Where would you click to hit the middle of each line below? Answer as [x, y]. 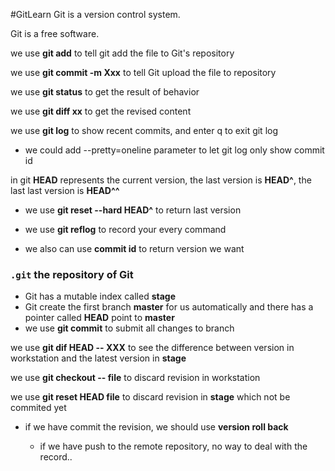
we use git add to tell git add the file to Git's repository [122, 53]
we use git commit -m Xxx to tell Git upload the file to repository [143, 72]
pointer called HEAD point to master [99, 318]
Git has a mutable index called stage [100, 296]
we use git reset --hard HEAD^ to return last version [133, 210]
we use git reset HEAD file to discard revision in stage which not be [150, 397]
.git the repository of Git [72, 274]
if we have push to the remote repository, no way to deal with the [173, 446]
